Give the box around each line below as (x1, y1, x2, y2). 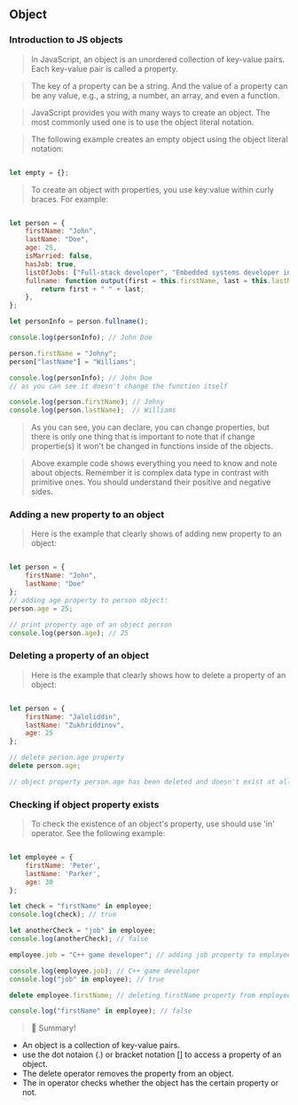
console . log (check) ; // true (9, 910, 117, 920)
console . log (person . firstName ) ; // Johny (9, 398, 165, 406)
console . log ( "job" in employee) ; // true (9, 975, 165, 983)
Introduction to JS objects (9, 34, 123, 46)
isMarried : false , (25, 252, 93, 261)
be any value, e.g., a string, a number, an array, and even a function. (30, 90, 280, 100)
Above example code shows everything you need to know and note (30, 458, 278, 469)
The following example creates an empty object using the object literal (30, 133, 288, 145)
